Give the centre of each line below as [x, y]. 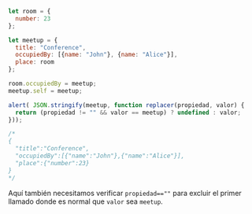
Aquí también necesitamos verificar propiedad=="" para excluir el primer [125, 193]
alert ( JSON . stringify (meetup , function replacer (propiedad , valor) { [126, 105]
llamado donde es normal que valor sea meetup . [85, 201]
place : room [35, 62]
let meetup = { [33, 40]
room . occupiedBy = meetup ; [52, 83]
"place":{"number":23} [52, 163]
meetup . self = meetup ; [45, 90]
